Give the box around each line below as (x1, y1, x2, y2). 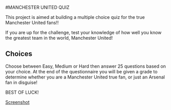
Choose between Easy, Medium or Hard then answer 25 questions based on (5, 63, 166, 69)
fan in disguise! (5, 79, 37, 86)
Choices (5, 49, 32, 58)
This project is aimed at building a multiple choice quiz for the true (5, 14, 145, 20)
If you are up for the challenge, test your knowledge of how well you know (5, 30, 162, 35)
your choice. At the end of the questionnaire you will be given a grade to (5, 68, 158, 74)
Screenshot (5, 99, 30, 105)
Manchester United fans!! (5, 20, 59, 25)
